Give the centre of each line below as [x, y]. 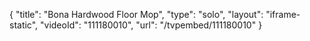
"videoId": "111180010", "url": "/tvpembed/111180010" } [151, 25]
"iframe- [283, 14]
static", [24, 25]
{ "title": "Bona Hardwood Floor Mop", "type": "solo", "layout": [136, 14]
